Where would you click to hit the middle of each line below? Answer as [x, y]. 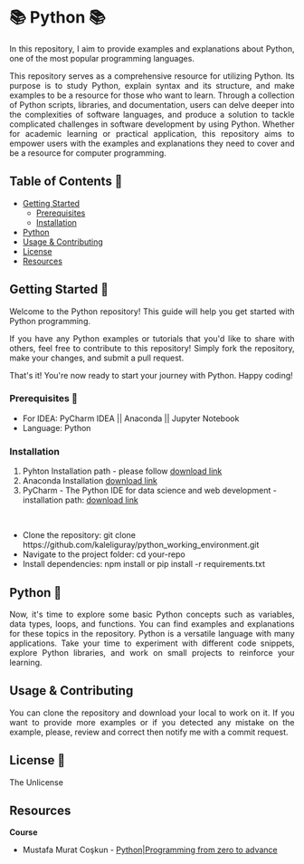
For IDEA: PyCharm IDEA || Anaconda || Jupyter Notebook [131, 418]
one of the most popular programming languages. [102, 58]
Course [24, 832]
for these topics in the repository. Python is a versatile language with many [152, 633]
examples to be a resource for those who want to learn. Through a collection [152, 95]
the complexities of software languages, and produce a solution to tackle [152, 114]
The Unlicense [36, 782]
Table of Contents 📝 [66, 182]
